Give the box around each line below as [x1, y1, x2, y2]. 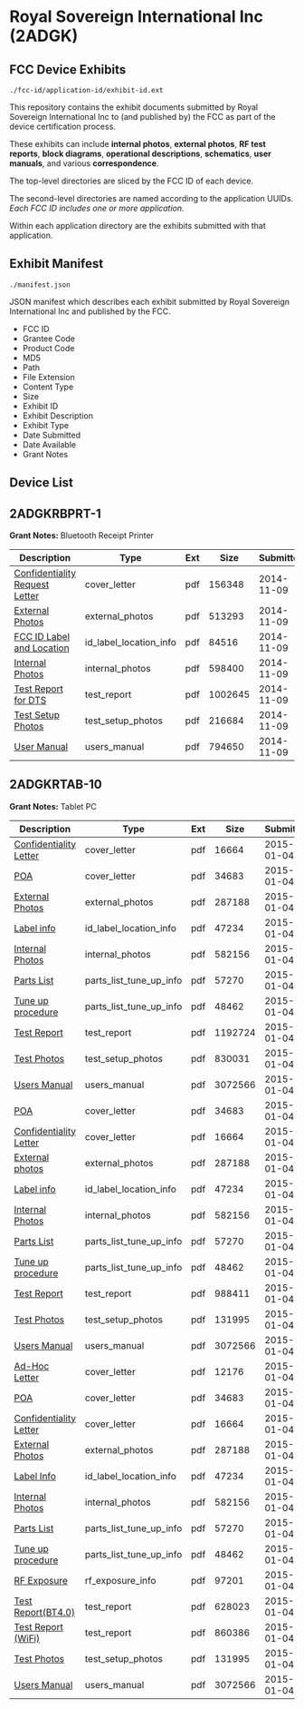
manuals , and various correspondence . [9, 158, 159, 169]
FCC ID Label [14, 631, 71, 643]
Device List [9, 475, 74, 491]
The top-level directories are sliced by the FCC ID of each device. [9, 175, 254, 186]
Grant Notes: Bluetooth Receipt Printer [9, 530, 154, 541]
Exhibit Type [22, 419, 70, 430]
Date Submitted [22, 429, 81, 440]
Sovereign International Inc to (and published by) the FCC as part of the [9, 112, 276, 122]
